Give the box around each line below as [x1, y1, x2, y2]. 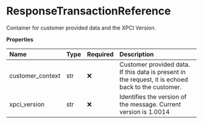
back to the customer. [119, 82, 182, 91]
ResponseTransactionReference [6, 4, 171, 18]
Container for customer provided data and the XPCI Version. [6, 24, 156, 31]
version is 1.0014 [119, 107, 170, 116]
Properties [6, 36, 34, 43]
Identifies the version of [119, 92, 187, 101]
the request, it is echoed [119, 75, 188, 84]
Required [86, 50, 114, 58]
